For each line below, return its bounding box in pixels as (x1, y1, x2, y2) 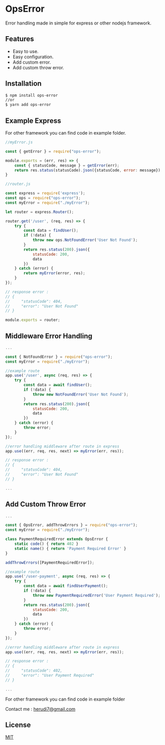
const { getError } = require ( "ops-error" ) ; (5, 149, 101, 154)
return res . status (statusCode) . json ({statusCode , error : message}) (14, 168, 160, 173)
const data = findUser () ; (23, 228, 79, 233)
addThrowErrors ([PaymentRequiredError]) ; (5, 560, 95, 565)
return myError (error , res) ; (23, 271, 86, 276)
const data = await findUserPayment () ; (23, 583, 108, 589)
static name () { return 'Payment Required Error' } (14, 546, 126, 551)
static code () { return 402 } (14, 541, 79, 546)
